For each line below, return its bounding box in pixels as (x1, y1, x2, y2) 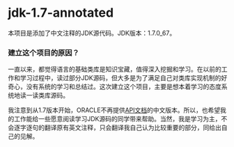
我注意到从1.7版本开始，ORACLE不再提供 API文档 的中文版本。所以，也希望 (8, 106, 221, 114)
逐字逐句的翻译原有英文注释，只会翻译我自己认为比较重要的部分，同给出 (13, 123, 221, 132)
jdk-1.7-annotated (8, 5, 114, 21)
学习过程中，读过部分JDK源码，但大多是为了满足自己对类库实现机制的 (19, 74, 221, 82)
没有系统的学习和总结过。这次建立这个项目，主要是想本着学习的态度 (26, 82, 221, 91)
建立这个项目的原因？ (8, 47, 79, 57)
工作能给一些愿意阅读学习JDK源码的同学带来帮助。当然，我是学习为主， (13, 115, 221, 123)
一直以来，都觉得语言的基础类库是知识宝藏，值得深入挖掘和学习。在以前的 (8, 65, 221, 74)
